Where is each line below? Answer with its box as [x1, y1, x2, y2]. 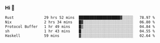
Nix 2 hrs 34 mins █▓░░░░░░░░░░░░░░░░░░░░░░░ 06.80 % [5, 20, 155, 25]
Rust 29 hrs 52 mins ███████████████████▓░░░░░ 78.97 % [5, 15, 155, 20]
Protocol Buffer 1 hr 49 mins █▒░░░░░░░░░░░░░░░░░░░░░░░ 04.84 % [5, 24, 155, 29]
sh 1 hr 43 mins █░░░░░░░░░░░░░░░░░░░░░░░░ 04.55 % [5, 29, 155, 33]
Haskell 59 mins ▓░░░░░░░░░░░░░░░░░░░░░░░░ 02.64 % [5, 33, 155, 38]
